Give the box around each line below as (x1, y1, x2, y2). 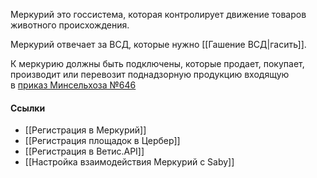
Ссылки (10, 102, 46, 114)
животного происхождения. (10, 19, 130, 31)
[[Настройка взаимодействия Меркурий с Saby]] (24, 156, 235, 168)
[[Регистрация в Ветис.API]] (24, 145, 145, 158)
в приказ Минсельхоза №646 (10, 79, 137, 91)
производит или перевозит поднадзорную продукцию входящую (10, 69, 290, 80)
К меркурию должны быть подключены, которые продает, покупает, (10, 58, 305, 69)
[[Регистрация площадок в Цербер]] (24, 135, 181, 147)
